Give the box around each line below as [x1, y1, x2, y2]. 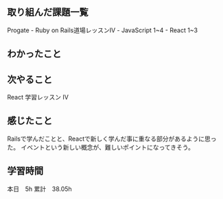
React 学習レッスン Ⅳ [7, 93, 69, 102]
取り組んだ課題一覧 [7, 6, 89, 19]
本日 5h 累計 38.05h [7, 185, 72, 193]
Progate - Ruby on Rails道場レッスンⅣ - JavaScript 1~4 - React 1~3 [7, 26, 198, 34]
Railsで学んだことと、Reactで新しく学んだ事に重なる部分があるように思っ [7, 134, 217, 143]
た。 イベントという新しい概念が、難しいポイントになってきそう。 [7, 143, 194, 151]
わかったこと [7, 48, 62, 60]
